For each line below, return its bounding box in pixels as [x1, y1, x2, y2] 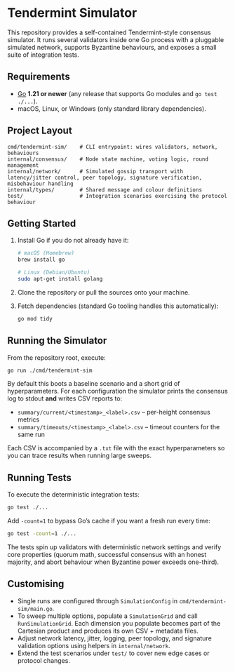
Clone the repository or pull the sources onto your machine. [17, 288, 191, 296]
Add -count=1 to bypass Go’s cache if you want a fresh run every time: [7, 517, 210, 525]
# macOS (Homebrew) [17, 250, 75, 257]
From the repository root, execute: [7, 353, 107, 362]
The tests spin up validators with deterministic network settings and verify [7, 543, 222, 551]
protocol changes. [17, 656, 70, 664]
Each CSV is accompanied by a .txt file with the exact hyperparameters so [7, 444, 225, 452]
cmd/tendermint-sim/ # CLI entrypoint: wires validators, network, [7, 143, 218, 150]
